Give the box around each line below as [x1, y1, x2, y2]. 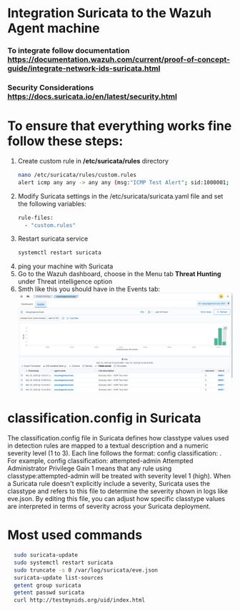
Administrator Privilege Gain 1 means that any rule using [7, 464, 172, 473]
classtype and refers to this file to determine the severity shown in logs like [7, 487, 229, 495]
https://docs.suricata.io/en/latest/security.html [7, 91, 177, 101]
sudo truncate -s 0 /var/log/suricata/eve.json [14, 566, 159, 574]
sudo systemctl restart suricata [14, 559, 114, 566]
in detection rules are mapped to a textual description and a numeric [7, 441, 209, 450]
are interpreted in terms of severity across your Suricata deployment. [7, 502, 211, 511]
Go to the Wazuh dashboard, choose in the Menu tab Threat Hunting [17, 270, 221, 278]
